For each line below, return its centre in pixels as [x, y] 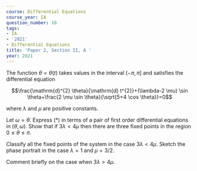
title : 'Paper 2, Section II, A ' [49, 50]
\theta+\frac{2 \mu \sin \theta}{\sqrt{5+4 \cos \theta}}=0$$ [100, 97]
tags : [13, 28]
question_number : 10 [32, 23]
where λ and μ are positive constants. [52, 108]
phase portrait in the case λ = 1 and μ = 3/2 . [60, 150]
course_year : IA [26, 17]
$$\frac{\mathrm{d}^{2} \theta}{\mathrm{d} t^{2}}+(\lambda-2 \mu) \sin [100, 90]
